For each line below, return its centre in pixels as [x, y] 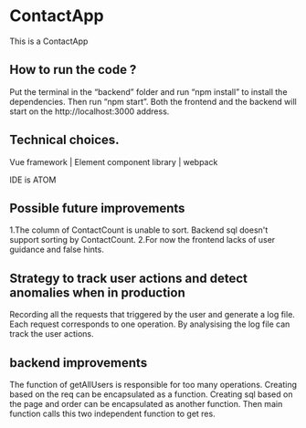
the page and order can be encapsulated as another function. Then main [146, 404]
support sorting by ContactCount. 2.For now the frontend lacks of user [142, 240]
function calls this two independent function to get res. [113, 413]
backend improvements [79, 363]
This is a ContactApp [49, 41]
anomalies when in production [97, 292]
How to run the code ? [73, 70]
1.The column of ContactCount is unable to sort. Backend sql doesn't [139, 230]
